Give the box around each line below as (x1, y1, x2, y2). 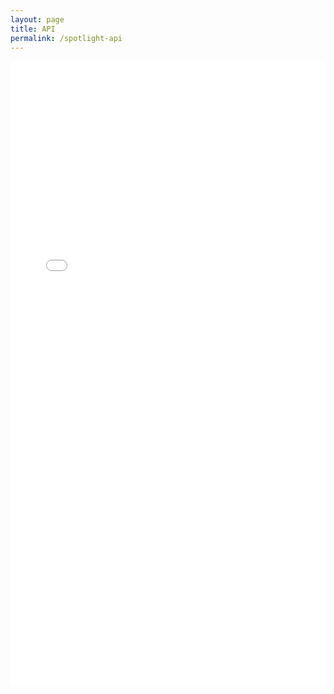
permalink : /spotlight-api (10, 33, 123, 43)
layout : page (10, 14, 65, 25)
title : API (10, 24, 56, 34)
